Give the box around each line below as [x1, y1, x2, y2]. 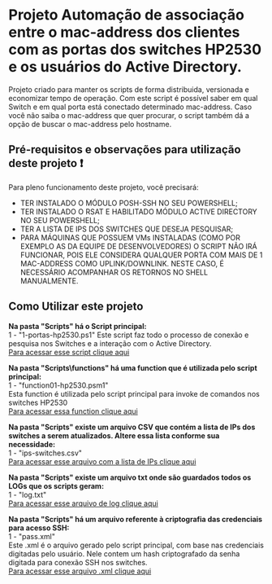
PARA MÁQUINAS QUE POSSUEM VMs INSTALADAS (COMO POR [19, 232, 241, 242]
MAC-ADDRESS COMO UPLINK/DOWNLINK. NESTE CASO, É [19, 258, 225, 268]
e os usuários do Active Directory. [8, 58, 242, 77]
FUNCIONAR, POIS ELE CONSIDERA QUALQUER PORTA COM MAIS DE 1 [19, 250, 263, 260]
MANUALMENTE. [19, 275, 79, 286]
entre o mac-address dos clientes [8, 23, 240, 42]
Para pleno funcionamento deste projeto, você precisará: [8, 182, 199, 192]
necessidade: [8, 439, 55, 449]
